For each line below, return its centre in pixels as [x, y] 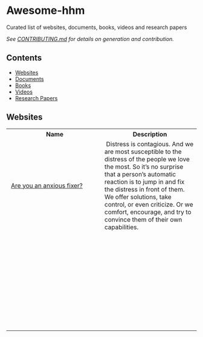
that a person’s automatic [140, 174]
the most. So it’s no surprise [144, 167]
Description [150, 134]
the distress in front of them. [145, 189]
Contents [24, 58]
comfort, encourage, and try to [148, 212]
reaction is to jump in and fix [145, 182]
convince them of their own [143, 219]
